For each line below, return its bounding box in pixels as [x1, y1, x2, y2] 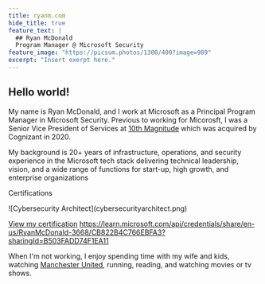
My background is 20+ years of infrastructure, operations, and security [8, 147, 242, 157]
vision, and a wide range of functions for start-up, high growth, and [8, 164, 229, 173]
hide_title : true [8, 19, 66, 27]
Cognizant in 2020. [8, 132, 72, 142]
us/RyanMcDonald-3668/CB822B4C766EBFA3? [8, 228, 166, 237]
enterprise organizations [8, 173, 89, 182]
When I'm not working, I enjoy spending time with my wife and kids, [8, 251, 230, 261]
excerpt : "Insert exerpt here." [8, 56, 115, 64]
